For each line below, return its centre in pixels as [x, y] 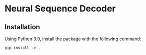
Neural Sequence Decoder [60, 9]
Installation [22, 27]
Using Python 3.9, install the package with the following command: [73, 39]
